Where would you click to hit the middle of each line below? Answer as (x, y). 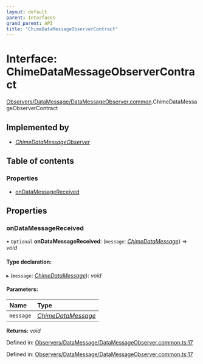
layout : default (27, 12)
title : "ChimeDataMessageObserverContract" (62, 29)
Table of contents (40, 161)
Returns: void (24, 331)
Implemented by (38, 128)
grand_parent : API (29, 23)
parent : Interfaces (31, 18)
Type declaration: (29, 262)
